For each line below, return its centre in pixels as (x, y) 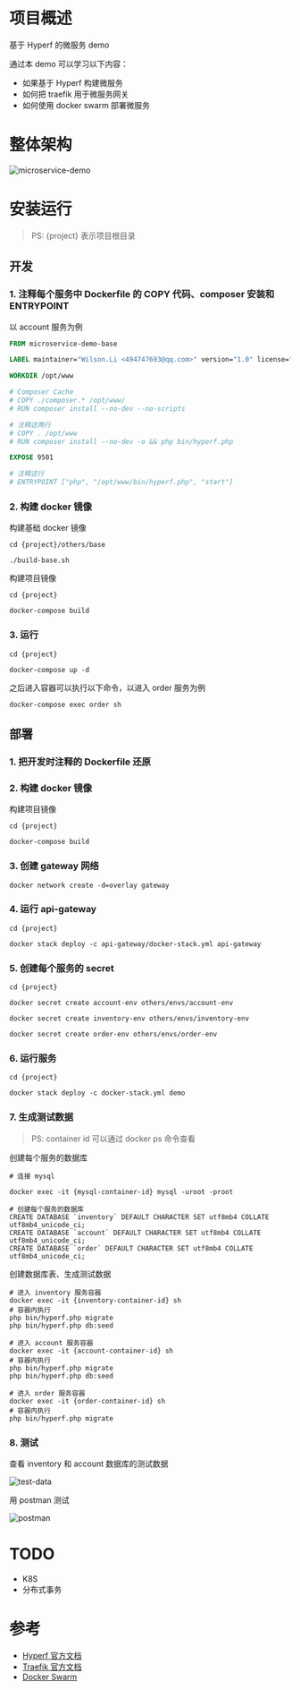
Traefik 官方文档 (52, 1667)
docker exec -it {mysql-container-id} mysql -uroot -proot (121, 1191)
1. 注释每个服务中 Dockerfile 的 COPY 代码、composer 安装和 (142, 294)
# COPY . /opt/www (43, 433)
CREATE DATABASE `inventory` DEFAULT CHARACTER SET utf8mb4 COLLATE (139, 1217)
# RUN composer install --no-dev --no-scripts (97, 408)
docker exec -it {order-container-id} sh (87, 1401)
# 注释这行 (27, 474)
